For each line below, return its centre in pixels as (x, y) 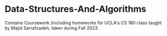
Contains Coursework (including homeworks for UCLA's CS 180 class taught (83, 23)
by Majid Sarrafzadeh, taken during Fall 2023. (52, 28)
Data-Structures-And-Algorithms (75, 9)
